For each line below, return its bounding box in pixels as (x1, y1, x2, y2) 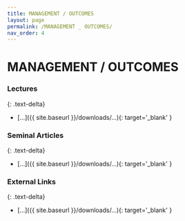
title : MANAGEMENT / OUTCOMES (7, 10, 95, 17)
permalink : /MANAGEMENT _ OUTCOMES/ (7, 23, 113, 30)
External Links (7, 177, 57, 186)
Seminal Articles (7, 130, 64, 140)
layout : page (7, 17, 45, 24)
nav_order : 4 (7, 29, 45, 37)
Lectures (7, 84, 38, 94)
